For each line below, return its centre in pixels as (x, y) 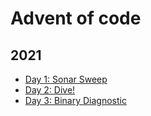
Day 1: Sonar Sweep (66, 79)
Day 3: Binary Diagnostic (75, 100)
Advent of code (76, 18)
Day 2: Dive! (50, 90)
